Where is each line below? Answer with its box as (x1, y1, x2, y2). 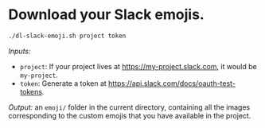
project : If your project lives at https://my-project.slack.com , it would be (19, 61, 257, 71)
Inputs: (8, 46, 31, 56)
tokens (19, 87, 42, 96)
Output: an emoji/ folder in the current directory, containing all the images (8, 102, 251, 112)
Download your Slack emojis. (8, 6, 205, 24)
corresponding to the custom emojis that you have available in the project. (8, 111, 251, 120)
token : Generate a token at (19, 78, 107, 88)
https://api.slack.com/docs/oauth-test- (108, 78, 236, 88)
